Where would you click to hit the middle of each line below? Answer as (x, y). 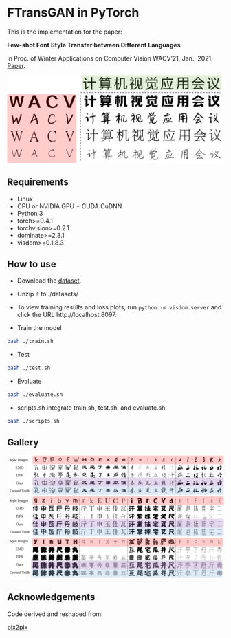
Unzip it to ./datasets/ (48, 294)
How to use (32, 264)
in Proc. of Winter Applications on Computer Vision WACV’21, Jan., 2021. (110, 58)
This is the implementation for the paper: (65, 32)
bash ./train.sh (30, 342)
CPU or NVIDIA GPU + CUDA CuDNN (69, 206)
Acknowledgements (51, 597)
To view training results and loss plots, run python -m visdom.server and (119, 307)
